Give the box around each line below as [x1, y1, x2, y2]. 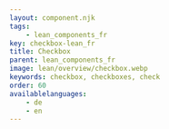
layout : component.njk [9, 13, 95, 23]
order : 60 [9, 81, 47, 90]
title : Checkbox [9, 47, 71, 56]
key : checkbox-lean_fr [9, 38, 95, 48]
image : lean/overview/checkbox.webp [9, 64, 148, 74]
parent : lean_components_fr [9, 55, 116, 64]
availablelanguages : [9, 89, 88, 98]
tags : [9, 22, 30, 31]
